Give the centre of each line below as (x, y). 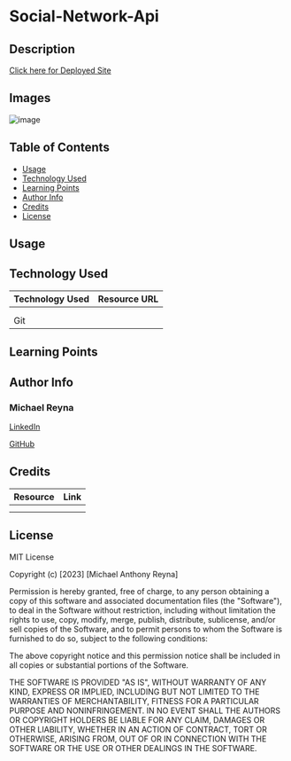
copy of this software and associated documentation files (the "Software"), (146, 600)
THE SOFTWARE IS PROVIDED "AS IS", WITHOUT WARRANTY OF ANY (138, 682)
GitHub (22, 443)
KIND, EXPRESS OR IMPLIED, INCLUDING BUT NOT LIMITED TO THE (134, 691)
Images (30, 98)
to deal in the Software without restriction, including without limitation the (142, 610)
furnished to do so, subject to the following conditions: (108, 638)
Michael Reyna (42, 407)
